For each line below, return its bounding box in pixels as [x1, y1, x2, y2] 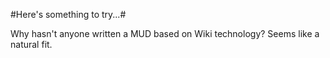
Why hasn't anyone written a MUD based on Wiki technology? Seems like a [10, 28, 320, 39]
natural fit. [10, 39, 53, 50]
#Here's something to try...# [10, 9, 127, 20]
